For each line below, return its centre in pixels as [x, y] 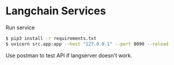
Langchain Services [56, 11]
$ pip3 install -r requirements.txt [51, 38]
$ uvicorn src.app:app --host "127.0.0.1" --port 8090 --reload [87, 44]
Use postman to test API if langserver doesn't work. [69, 55]
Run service [20, 27]
